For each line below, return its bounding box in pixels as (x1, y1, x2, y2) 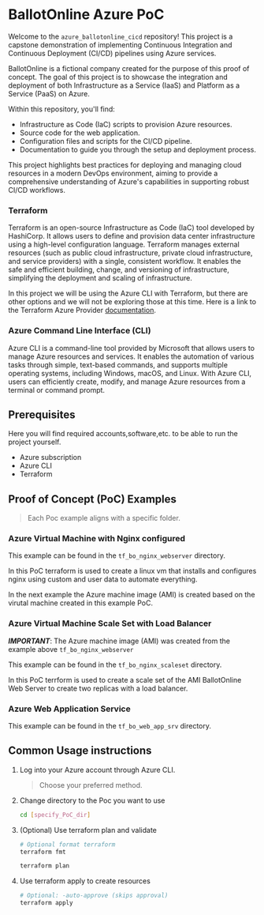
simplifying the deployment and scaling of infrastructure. (8, 273, 193, 283)
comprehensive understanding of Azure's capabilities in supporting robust (8, 176, 250, 186)
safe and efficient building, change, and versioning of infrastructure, (8, 265, 230, 274)
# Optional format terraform (19, 840, 116, 849)
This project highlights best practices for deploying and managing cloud (8, 160, 242, 169)
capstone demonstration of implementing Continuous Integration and (8, 40, 232, 49)
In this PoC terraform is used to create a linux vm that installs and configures (8, 567, 257, 576)
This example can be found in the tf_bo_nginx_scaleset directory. (8, 660, 222, 669)
